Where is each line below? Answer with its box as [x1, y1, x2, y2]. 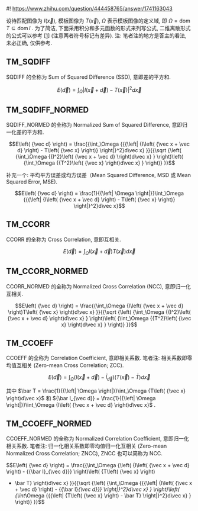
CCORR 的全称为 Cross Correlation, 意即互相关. [6, 236, 121, 243]
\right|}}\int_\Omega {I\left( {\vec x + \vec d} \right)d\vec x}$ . [6, 401, 156, 409]
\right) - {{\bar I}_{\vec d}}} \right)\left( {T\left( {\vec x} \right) [6, 468, 155, 475]
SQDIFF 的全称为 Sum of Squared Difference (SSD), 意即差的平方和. [6, 73, 171, 81]
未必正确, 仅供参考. [6, 40, 53, 46]
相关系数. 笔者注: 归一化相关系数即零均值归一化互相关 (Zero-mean [6, 442, 167, 449]
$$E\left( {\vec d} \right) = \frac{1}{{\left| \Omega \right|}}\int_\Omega [14, 189, 184, 197]
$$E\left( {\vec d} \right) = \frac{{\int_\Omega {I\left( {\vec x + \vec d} [15, 302, 184, 309]
